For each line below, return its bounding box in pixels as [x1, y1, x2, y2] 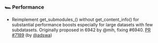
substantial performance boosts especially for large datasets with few [11, 22, 153, 28]
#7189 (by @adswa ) [11, 32, 53, 38]
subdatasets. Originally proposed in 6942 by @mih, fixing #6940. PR [11, 27, 151, 33]
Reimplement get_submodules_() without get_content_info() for [11, 17, 139, 22]
